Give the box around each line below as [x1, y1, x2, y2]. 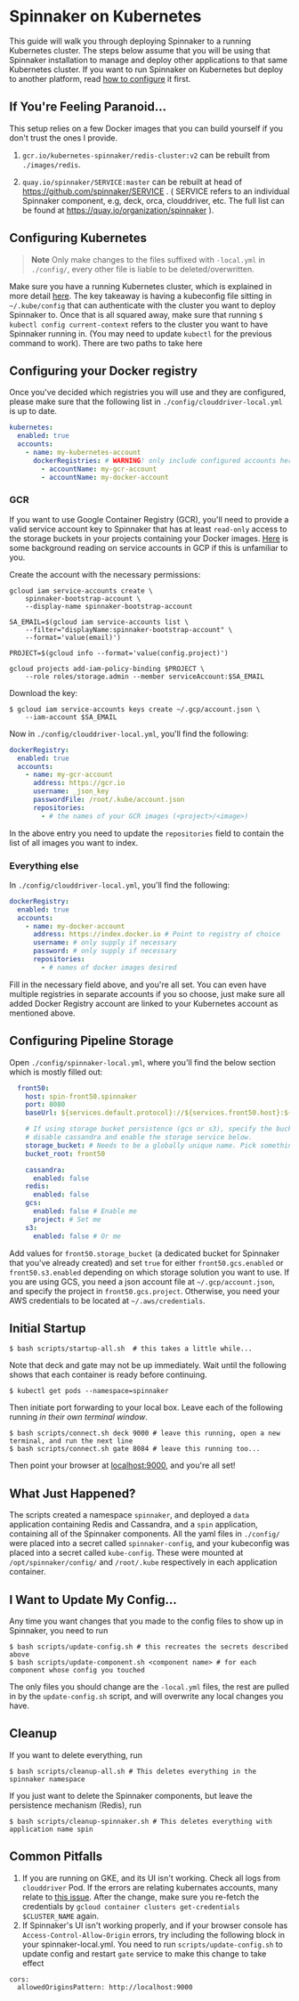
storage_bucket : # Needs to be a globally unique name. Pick [25, 1141, 256, 1150]
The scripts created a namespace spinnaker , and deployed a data [9, 1510, 250, 1520]
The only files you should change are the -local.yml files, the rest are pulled [9, 1681, 289, 1692]
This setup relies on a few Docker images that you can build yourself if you [9, 123, 283, 134]
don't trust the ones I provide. [9, 132, 118, 143]
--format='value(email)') [25, 633, 122, 642]
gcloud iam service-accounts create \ [9, 586, 153, 595]
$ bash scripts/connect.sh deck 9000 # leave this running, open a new [9, 1429, 280, 1438]
